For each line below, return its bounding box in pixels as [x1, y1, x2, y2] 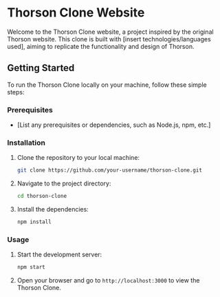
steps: [7, 88, 25, 96]
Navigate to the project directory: [16, 179, 111, 187]
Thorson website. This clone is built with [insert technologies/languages [7, 34, 211, 43]
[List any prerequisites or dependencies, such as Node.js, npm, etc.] [16, 121, 211, 129]
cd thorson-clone [16, 193, 67, 200]
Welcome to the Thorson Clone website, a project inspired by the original [7, 28, 214, 36]
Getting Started [7, 62, 75, 74]
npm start [16, 264, 46, 271]
